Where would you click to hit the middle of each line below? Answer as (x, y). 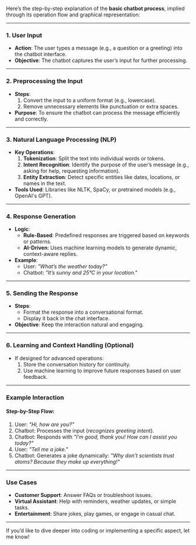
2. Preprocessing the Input (44, 81)
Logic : (22, 229)
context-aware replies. (50, 254)
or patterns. (37, 242)
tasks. (22, 508)
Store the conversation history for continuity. (77, 364)
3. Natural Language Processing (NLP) (61, 139)
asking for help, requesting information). (72, 171)
